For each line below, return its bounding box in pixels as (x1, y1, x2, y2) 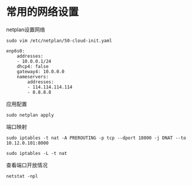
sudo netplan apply (6, 112, 54, 118)
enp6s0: (6, 48, 25, 54)
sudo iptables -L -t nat (6, 150, 67, 156)
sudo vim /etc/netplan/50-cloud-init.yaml (6, 38, 112, 44)
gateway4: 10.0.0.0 (17, 68, 65, 74)
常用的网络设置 (6, 5, 79, 19)
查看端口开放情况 (6, 161, 48, 169)
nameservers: (17, 74, 49, 80)
